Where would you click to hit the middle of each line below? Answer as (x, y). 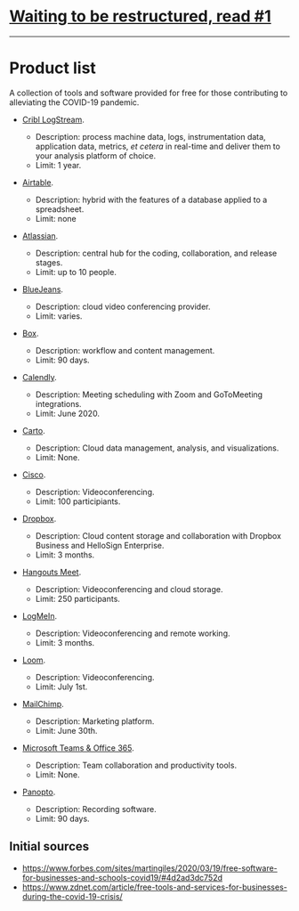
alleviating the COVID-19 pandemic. (74, 102)
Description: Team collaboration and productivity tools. (136, 765)
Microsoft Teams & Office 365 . (78, 748)
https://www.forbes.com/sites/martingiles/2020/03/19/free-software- (149, 868)
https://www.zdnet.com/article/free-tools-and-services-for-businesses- (154, 887)
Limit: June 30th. (66, 730)
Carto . (34, 430)
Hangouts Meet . (52, 572)
